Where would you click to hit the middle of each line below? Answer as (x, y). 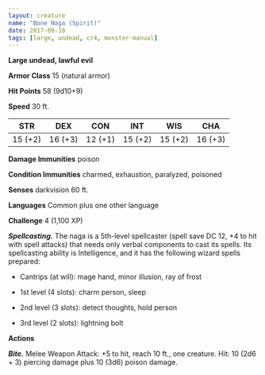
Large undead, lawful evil (51, 60)
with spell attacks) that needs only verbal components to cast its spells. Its (130, 245)
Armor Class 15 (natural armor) (60, 75)
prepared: (25, 261)
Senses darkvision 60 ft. (48, 190)
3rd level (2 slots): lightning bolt (71, 323)
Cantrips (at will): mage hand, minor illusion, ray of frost (111, 277)
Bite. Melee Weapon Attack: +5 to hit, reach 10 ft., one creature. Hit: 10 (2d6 (132, 354)
